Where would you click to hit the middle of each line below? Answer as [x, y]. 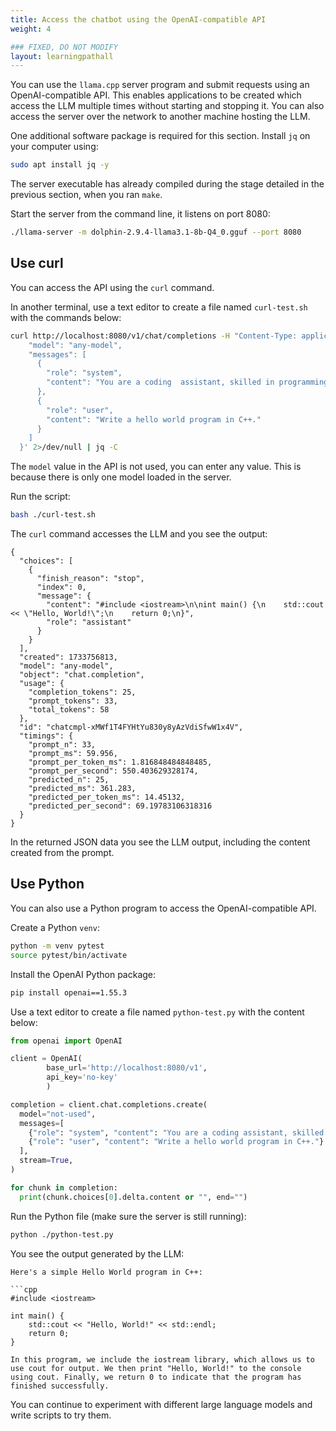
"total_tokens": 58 [69, 710]
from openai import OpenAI [66, 1041]
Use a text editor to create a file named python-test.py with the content [157, 1012]
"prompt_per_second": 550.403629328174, [113, 771]
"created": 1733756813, [68, 657]
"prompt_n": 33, [62, 745]
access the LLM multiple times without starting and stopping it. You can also [167, 106]
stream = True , [46, 1161]
